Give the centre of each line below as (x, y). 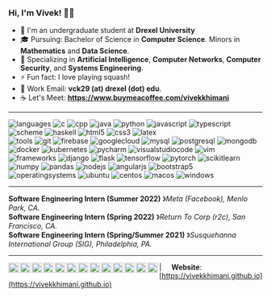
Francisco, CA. (33, 226)
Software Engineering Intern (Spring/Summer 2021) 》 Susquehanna (122, 235)
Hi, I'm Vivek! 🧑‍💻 (42, 13)
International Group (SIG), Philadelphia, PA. (80, 244)
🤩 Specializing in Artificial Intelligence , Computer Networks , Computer (140, 60)
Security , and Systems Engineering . (81, 68)
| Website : (181, 267)
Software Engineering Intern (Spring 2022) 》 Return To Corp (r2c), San (127, 217)
